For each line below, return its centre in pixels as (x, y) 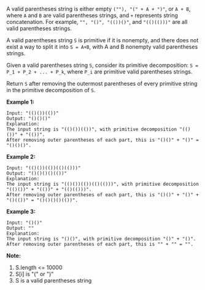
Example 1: (21, 102)
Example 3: (21, 212)
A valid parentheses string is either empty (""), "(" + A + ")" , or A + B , (99, 9)
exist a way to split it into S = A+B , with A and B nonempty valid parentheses (102, 47)
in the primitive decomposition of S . (51, 90)
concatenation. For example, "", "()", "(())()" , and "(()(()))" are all (97, 22)
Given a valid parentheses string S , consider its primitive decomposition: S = (102, 65)
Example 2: (21, 157)
